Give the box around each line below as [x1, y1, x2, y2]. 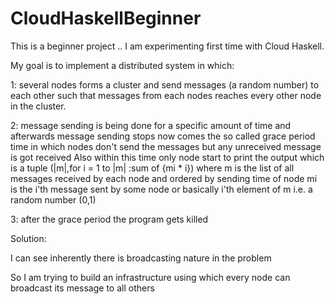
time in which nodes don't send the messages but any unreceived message [10, 140, 322, 152]
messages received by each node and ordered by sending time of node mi [10, 172, 318, 184]
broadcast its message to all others [10, 282, 155, 294]
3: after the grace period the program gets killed [10, 213, 209, 225]
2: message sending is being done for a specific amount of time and [10, 119, 292, 131]
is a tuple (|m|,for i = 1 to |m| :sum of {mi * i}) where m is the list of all [10, 162, 295, 174]
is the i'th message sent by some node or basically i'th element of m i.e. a [10, 183, 313, 195]
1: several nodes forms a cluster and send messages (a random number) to [10, 78, 320, 91]
